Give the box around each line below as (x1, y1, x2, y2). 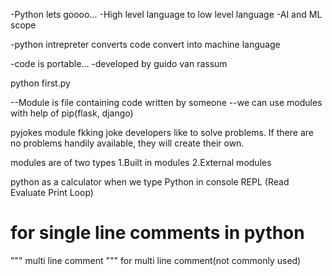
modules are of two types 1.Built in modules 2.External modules (10, 157, 272, 168)
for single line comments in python (10, 222, 305, 244)
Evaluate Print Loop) (10, 187, 94, 198)
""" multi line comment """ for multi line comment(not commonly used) (10, 254, 302, 266)
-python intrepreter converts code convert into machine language (10, 39, 281, 50)
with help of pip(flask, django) (10, 107, 134, 119)
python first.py (10, 77, 71, 89)
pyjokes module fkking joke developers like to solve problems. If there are (10, 127, 314, 138)
